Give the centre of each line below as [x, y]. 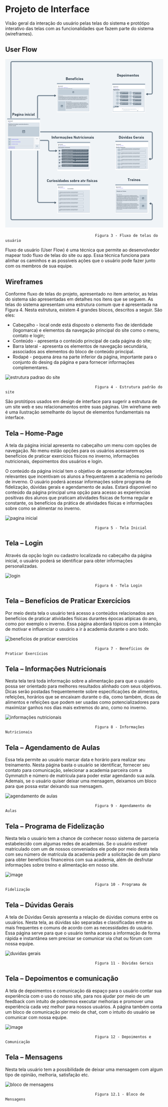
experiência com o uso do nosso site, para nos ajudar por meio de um [77, 996]
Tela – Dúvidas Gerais [40, 905]
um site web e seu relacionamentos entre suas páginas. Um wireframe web [83, 407]
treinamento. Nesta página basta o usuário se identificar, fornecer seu [77, 765]
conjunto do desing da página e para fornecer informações [73, 362]
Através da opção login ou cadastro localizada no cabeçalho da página [78, 555]
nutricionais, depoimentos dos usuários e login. [54, 461]
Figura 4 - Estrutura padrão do [129, 387]
